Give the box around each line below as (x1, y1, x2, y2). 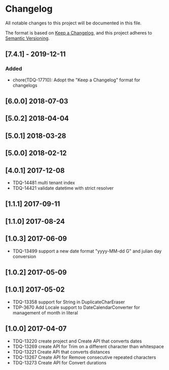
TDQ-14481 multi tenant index (12, 180, 75, 186)
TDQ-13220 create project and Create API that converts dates (12, 338, 142, 344)
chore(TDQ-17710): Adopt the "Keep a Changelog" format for (12, 77, 141, 83)
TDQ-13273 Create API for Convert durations (12, 359, 107, 365)
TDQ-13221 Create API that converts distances (12, 349, 110, 355)
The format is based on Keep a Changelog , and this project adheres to (5, 30, 152, 36)
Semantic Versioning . (5, 35, 50, 41)
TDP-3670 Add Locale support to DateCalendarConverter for (12, 304, 141, 310)
